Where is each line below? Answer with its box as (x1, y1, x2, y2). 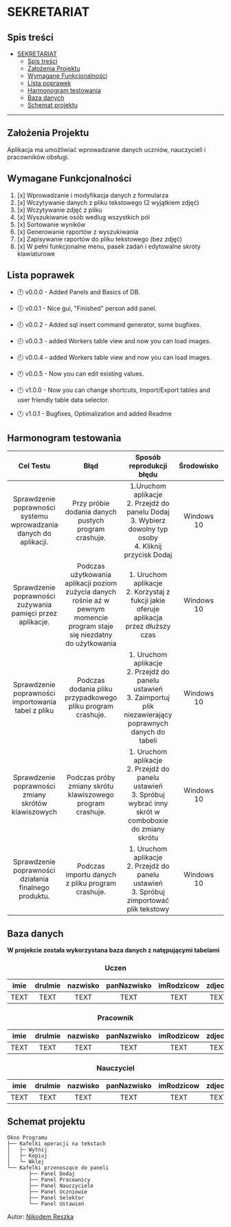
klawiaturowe (16, 249, 55, 258)
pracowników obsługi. (7, 153, 69, 161)
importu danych (65, 870, 117, 880)
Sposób (135, 453, 162, 462)
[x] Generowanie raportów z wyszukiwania (16, 228, 139, 236)
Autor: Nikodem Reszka (7, 1212, 74, 1221)
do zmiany (131, 825, 165, 834)
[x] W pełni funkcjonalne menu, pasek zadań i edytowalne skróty (16, 242, 201, 250)
